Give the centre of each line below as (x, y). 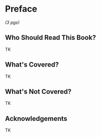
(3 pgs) (12, 22)
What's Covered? (32, 65)
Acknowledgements (36, 118)
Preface (21, 9)
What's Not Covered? (38, 92)
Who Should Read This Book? (50, 38)
